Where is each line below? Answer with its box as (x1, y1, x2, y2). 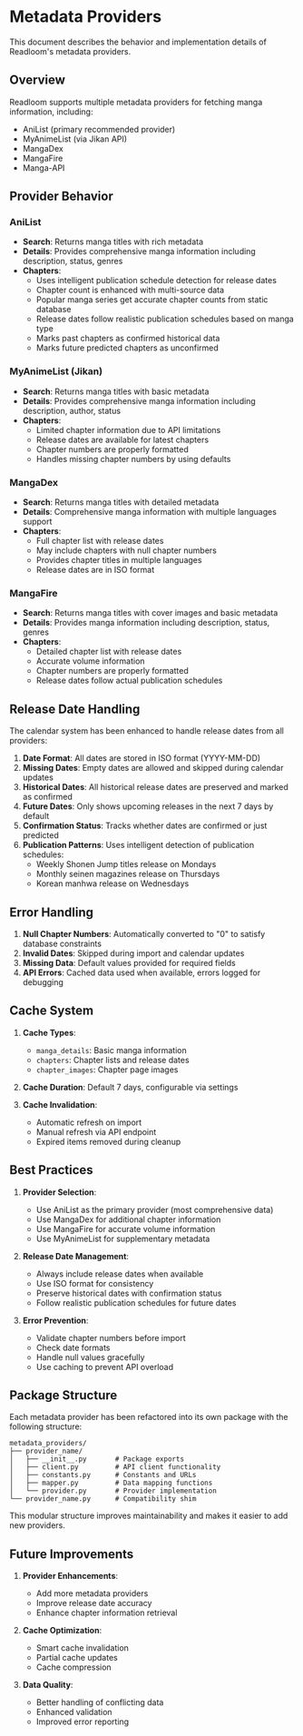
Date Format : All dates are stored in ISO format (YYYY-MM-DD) (22, 753, 261, 764)
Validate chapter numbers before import (35, 1332, 186, 1343)
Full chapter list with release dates (35, 536, 164, 547)
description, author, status (22, 405, 121, 416)
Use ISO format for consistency (35, 1277, 154, 1288)
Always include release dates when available (35, 1268, 204, 1279)
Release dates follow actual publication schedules (35, 675, 223, 686)
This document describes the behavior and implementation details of (9, 36, 268, 47)
